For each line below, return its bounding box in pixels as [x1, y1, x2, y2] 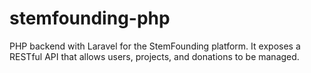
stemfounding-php [9, 7, 171, 30]
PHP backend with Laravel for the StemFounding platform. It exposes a [9, 40, 301, 52]
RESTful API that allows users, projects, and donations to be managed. [9, 50, 300, 62]
